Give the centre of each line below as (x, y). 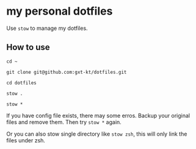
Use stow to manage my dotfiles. (47, 28)
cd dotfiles (21, 83)
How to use (28, 47)
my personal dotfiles (60, 11)
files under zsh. (26, 140)
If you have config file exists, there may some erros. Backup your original (98, 115)
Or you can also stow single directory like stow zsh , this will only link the (97, 134)
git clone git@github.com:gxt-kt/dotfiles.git (67, 72)
